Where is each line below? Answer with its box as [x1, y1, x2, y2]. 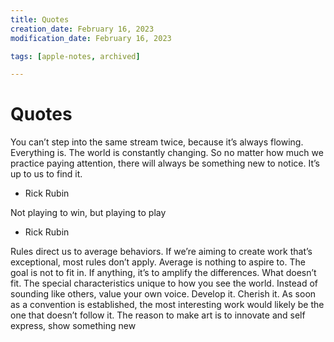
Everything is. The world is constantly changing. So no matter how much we [10, 147, 324, 159]
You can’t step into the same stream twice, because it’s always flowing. [10, 136, 304, 148]
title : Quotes [10, 14, 70, 25]
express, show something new [10, 320, 137, 332]
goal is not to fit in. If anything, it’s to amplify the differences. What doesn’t [10, 267, 317, 279]
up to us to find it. [10, 168, 83, 180]
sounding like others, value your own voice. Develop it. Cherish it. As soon [10, 288, 317, 300]
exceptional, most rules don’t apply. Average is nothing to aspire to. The [10, 256, 306, 268]
